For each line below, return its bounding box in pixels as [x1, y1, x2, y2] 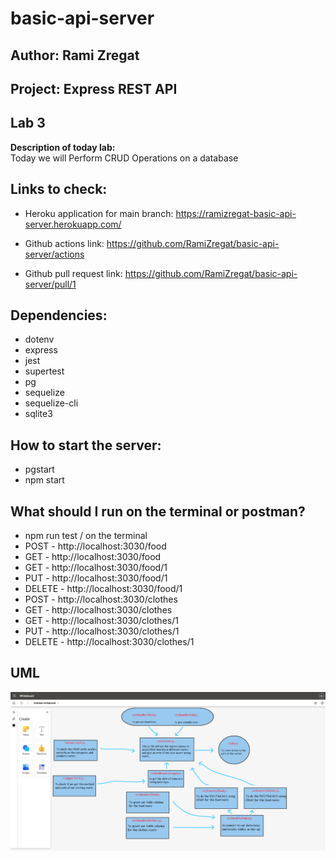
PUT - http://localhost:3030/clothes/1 [24, 625, 180, 637]
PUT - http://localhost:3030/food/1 [24, 572, 168, 584]
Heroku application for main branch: [24, 207, 174, 219]
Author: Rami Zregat [10, 47, 140, 64]
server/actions [24, 248, 85, 260]
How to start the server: [10, 437, 162, 454]
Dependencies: [10, 307, 108, 324]
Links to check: [10, 181, 108, 198]
